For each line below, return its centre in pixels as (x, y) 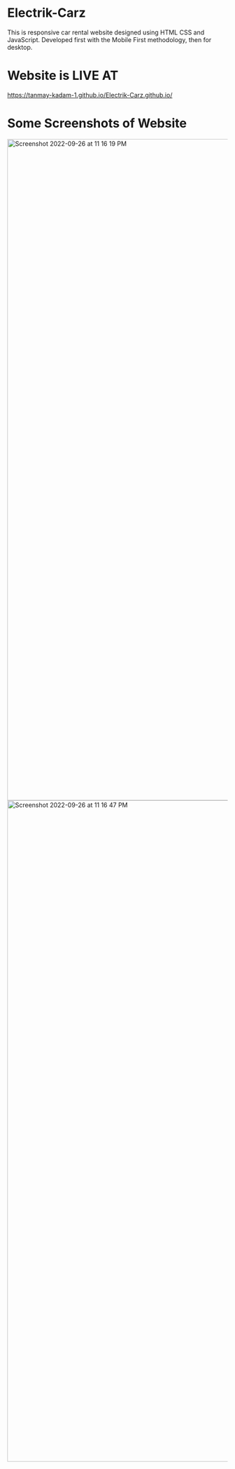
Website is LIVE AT (63, 76)
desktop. (20, 47)
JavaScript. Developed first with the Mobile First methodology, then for (109, 39)
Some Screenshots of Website (97, 123)
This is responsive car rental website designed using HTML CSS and (106, 32)
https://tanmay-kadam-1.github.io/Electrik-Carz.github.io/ (90, 95)
